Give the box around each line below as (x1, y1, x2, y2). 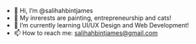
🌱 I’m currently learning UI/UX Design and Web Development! (13, 21, 189, 29)
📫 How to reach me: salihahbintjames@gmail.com (13, 29, 158, 37)
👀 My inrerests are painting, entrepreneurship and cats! (13, 14, 172, 22)
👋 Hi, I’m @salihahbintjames (13, 7, 93, 14)
